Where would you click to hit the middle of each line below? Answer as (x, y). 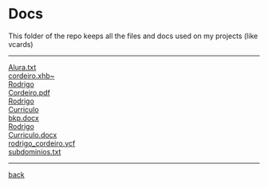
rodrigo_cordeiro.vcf (42, 143)
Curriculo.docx (33, 134)
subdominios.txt (35, 151)
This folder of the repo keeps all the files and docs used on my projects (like (133, 36)
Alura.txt (22, 67)
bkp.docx (24, 118)
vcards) (21, 44)
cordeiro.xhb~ (32, 76)
